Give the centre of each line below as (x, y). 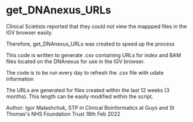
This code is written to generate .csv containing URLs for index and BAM (94, 55)
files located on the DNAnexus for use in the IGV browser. (75, 61)
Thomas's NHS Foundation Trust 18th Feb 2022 (63, 114)
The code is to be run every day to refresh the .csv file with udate (85, 72)
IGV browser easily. (30, 32)
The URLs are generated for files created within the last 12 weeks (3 (88, 90)
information (20, 79)
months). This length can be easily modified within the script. (80, 96)
